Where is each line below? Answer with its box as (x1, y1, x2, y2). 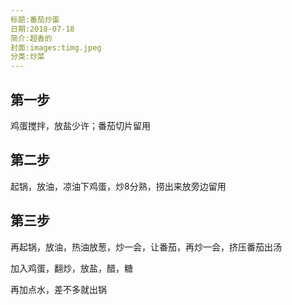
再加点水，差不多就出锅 (10, 283, 107, 295)
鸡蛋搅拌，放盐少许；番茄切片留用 (10, 119, 151, 131)
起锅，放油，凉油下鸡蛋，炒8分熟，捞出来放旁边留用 (10, 180, 227, 192)
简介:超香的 (10, 33, 53, 43)
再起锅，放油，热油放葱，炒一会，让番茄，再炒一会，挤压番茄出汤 (10, 241, 282, 253)
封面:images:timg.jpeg (10, 42, 102, 53)
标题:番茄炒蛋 (10, 14, 60, 25)
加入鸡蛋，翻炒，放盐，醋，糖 (10, 262, 133, 274)
